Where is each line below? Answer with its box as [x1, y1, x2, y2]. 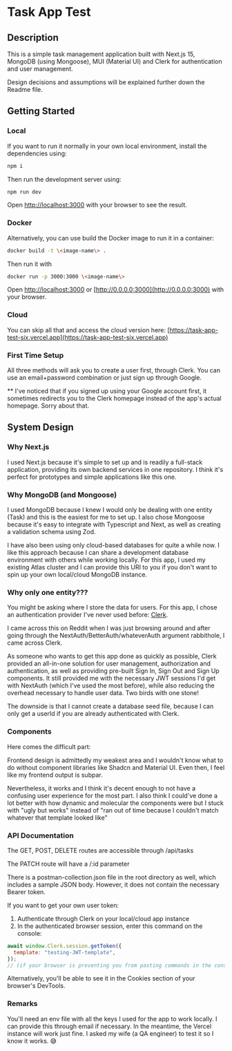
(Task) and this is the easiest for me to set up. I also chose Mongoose [7, 513, 205, 522]
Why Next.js [7, 442, 50, 452]
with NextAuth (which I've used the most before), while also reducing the [7, 681, 215, 690]
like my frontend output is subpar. [7, 770, 103, 779]
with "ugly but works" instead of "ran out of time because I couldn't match [7, 806, 219, 814]
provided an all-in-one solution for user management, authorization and [7, 659, 211, 667]
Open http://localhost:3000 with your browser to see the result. [7, 201, 188, 209]
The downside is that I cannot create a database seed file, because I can [7, 702, 214, 710]
